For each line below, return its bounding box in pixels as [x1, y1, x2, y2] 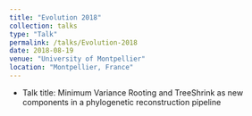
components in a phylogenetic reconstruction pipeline [21, 96, 222, 107]
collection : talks [9, 21, 78, 30]
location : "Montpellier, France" [9, 63, 134, 72]
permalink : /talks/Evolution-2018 [9, 37, 139, 47]
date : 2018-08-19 [9, 46, 74, 55]
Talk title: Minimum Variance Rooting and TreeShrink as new [21, 87, 244, 98]
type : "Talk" [9, 29, 58, 38]
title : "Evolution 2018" [9, 12, 102, 22]
